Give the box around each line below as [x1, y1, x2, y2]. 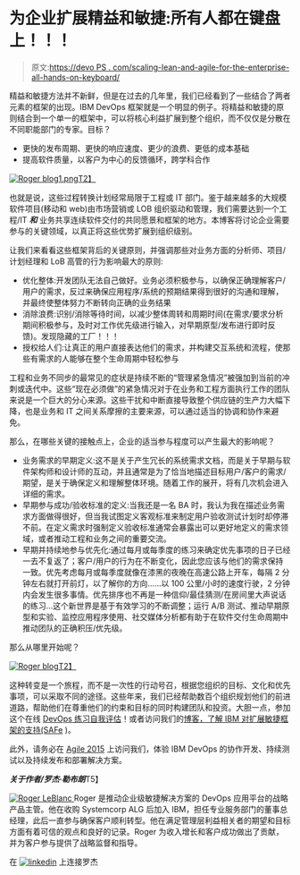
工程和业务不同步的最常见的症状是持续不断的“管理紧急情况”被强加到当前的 [9, 372, 283, 383]
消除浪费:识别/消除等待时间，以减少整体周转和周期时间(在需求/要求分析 [21, 308, 284, 319]
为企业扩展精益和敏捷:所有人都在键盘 [9, 8, 281, 29]
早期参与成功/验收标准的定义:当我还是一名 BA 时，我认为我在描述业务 [21, 499, 278, 510]
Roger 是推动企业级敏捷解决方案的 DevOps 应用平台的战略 [73, 793, 288, 803]
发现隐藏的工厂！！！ [40, 330, 120, 341]
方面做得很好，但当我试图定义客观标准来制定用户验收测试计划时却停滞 [29, 511, 288, 522]
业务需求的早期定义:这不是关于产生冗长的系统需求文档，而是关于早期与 [21, 454, 283, 465]
